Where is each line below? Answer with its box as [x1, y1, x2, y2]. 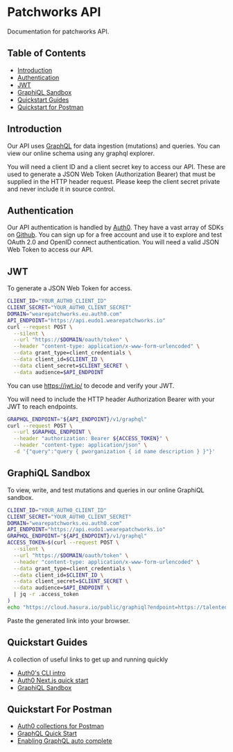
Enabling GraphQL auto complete [17, 737, 112, 745]
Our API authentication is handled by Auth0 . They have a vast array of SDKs [7, 224, 224, 232]
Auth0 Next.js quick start [17, 676, 89, 684]
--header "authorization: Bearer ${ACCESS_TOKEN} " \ [13, 435, 169, 442]
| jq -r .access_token [13, 591, 79, 598]
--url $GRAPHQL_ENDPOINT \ [13, 429, 92, 436]
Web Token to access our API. [7, 245, 94, 254]
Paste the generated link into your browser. [7, 616, 130, 625]
